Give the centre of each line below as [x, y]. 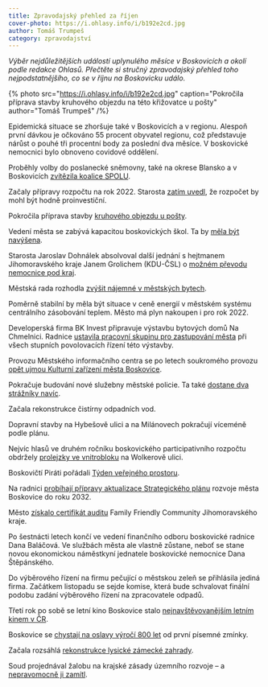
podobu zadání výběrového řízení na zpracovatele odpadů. [106, 595]
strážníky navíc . [35, 393]
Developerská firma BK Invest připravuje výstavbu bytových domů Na [124, 328]
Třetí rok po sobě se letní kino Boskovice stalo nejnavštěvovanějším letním [131, 611]
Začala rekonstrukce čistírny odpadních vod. [82, 409]
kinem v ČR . [28, 619]
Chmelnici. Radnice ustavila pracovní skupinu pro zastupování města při [128, 337]
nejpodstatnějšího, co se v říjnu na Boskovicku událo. [97, 78]
